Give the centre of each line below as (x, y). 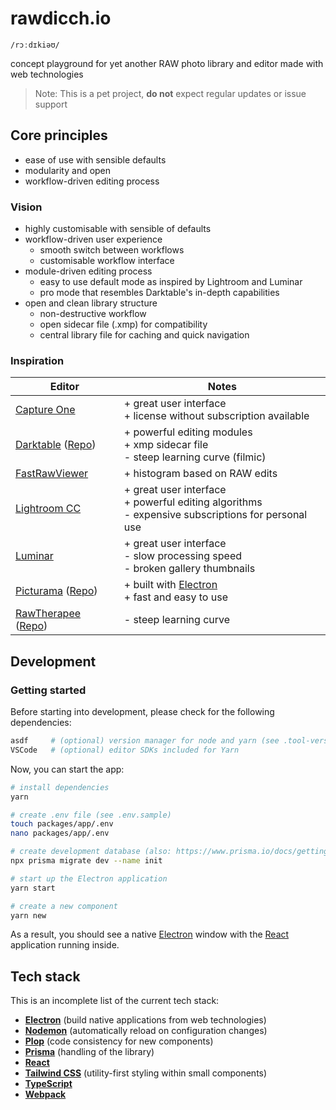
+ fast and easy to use (175, 597)
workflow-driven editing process (92, 181)
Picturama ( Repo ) (56, 591)
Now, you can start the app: (67, 769)
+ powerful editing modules (188, 432)
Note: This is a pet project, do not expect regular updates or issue (170, 93)
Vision (26, 207)
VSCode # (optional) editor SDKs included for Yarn (125, 750)
